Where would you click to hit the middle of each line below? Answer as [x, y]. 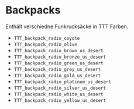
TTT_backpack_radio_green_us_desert [59, 63]
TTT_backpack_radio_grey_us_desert [57, 69]
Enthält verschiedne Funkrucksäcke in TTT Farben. [67, 26]
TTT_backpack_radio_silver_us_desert [60, 88]
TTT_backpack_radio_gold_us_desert [57, 76]
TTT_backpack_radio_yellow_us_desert [60, 100]
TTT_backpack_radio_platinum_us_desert [63, 82]
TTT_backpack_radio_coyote [47, 38]
